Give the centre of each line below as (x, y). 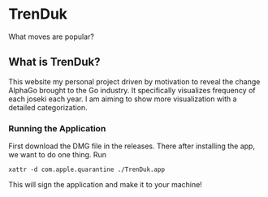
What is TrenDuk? (54, 62)
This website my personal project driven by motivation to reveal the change (134, 81)
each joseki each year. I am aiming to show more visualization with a (123, 99)
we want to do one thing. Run (58, 155)
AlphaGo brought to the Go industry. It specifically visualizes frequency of (132, 90)
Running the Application (57, 128)
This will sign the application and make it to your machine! (106, 185)
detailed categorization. (48, 107)
